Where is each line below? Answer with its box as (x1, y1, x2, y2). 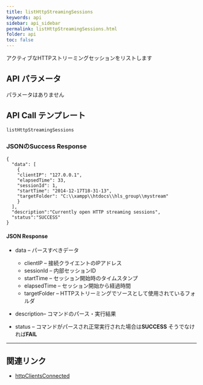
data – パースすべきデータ (14, 246, 79, 254)
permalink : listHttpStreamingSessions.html (6, 25, 118, 32)
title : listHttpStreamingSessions (6, 8, 94, 15)
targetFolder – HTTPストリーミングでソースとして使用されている (24, 290, 185, 297)
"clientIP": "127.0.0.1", (17, 172, 83, 178)
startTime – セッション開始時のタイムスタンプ (24, 275, 138, 282)
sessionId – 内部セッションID (24, 267, 97, 274)
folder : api (6, 31, 36, 38)
